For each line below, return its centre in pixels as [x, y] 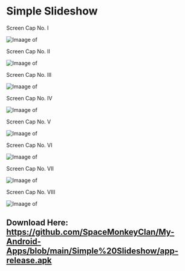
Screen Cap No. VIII [31, 192]
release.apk [29, 260]
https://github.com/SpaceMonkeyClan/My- [90, 232]
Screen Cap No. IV [29, 98]
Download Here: [37, 223]
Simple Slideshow [52, 11]
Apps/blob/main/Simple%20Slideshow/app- [92, 251]
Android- [24, 242]
